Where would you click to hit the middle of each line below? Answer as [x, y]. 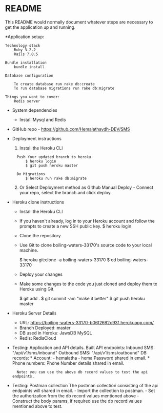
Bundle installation [26, 62]
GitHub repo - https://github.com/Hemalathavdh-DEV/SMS [71, 129]
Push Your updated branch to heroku [54, 157]
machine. [29, 250]
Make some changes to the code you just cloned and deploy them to [88, 284]
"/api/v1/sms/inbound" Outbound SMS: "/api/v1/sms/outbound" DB [79, 352]
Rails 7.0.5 [26, 54]
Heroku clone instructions [38, 202]
